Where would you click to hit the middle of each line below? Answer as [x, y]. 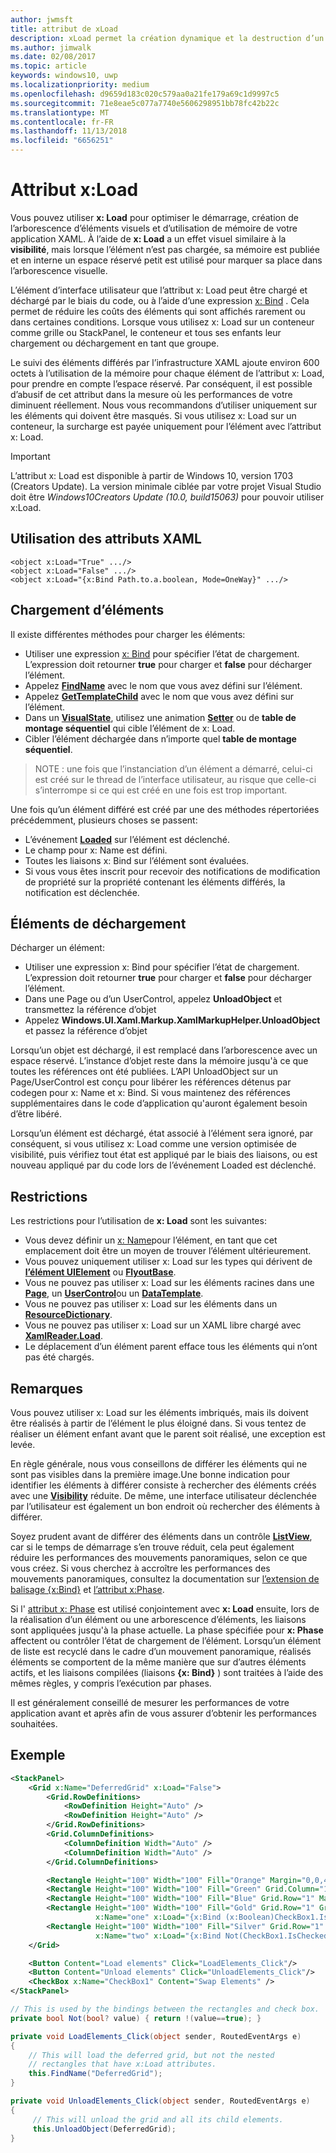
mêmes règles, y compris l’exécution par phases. [111, 1683]
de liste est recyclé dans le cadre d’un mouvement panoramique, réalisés [161, 1651]
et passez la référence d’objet [86, 1031]
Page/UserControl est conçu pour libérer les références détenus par [151, 1082]
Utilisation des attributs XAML [106, 539]
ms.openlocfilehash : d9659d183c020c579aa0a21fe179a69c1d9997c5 [145, 94]
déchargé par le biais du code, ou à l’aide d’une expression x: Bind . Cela [160, 300]
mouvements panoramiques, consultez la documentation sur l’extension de [165, 1579]
